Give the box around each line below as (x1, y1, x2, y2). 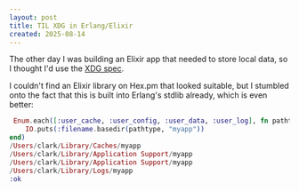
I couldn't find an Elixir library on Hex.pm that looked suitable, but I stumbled (9, 81, 289, 92)
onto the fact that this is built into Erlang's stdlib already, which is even (9, 90, 268, 100)
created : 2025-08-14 (9, 29, 86, 38)
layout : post (9, 12, 58, 22)
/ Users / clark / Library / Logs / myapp (9, 166, 133, 175)
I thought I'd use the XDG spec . (9, 63, 125, 74)
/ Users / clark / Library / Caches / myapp (9, 141, 141, 150)
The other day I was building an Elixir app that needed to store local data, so (9, 54, 288, 65)
